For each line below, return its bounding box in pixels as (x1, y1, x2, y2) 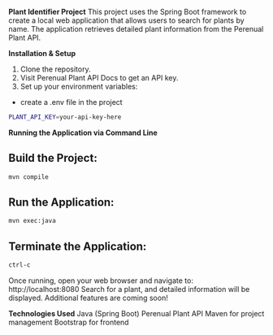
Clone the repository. (19, 64, 91, 74)
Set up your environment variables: (19, 81, 138, 91)
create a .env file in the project (19, 98, 123, 107)
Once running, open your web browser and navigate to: (8, 276, 193, 285)
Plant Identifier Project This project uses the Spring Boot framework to (8, 7, 247, 16)
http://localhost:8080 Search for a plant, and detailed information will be (8, 284, 250, 294)
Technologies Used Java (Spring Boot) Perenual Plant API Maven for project (8, 308, 265, 318)
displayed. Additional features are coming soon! (8, 293, 168, 302)
